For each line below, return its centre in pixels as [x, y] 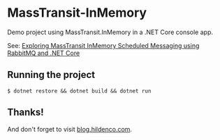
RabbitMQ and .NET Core [44, 53]
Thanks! [25, 112]
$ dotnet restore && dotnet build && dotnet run [79, 91]
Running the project [51, 75]
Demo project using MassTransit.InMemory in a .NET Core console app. [110, 32]
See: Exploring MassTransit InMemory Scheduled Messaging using [103, 45]
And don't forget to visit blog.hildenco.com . [70, 129]
